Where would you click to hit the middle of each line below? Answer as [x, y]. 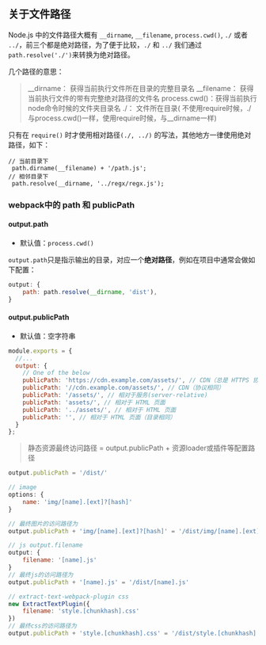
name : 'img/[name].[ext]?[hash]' [78, 502]
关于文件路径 [40, 14]
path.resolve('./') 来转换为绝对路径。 [71, 55]
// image [23, 487]
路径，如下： [29, 144]
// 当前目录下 [28, 161]
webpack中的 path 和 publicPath [72, 204]
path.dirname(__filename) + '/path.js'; [79, 168]
